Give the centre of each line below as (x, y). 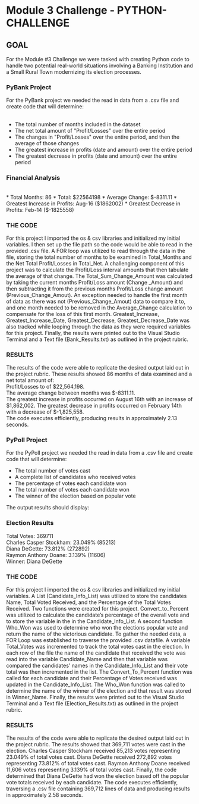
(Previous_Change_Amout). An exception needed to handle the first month (97, 295)
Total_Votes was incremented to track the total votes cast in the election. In (98, 647)
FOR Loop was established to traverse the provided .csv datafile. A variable (98, 640)
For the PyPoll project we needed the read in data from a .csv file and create (99, 453)
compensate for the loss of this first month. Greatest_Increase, (83, 314)
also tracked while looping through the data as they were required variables (99, 326)
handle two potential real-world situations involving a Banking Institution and (99, 65)
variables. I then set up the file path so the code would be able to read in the (99, 244)
